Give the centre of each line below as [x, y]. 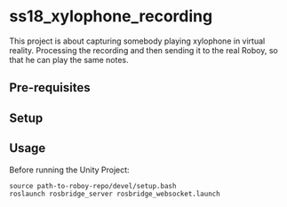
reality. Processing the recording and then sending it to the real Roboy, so [143, 50]
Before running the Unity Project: [70, 170]
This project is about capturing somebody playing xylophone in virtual [137, 41]
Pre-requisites [50, 88]
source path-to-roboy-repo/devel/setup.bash [93, 186]
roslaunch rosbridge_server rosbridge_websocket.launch [115, 194]
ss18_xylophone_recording [111, 16]
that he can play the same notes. [69, 60]
